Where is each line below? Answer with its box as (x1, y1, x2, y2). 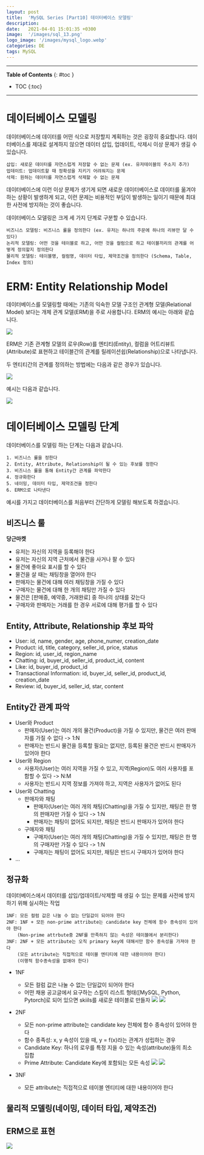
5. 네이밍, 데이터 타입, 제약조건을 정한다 (6, 480, 98, 487)
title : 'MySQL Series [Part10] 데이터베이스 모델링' (6, 15, 134, 21)
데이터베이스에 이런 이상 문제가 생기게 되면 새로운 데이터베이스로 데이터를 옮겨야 (6, 186, 196, 193)
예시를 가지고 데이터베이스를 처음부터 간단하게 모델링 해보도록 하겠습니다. (6, 498, 180, 506)
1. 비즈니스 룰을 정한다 (6, 455, 58, 461)
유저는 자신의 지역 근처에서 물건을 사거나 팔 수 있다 (15, 556, 135, 563)
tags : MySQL (6, 49, 36, 55)
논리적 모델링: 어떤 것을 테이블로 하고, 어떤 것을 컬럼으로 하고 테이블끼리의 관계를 (6, 240, 187, 246)
